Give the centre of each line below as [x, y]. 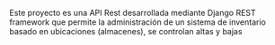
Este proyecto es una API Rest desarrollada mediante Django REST [133, 13]
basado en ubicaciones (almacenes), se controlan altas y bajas [126, 31]
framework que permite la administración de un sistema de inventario [138, 22]
